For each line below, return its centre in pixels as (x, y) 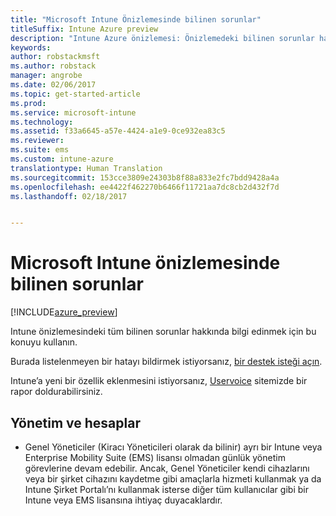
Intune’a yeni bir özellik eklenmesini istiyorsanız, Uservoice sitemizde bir (159, 381)
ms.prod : (28, 103)
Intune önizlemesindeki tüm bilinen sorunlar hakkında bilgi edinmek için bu (163, 332)
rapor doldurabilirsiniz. (56, 392)
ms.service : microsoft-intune (73, 112)
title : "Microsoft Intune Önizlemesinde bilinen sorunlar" (136, 19)
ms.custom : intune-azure (62, 159)
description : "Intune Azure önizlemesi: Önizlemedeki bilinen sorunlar (162, 38)
